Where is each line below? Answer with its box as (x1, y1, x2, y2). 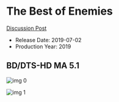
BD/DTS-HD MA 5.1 (6, 60, 80, 71)
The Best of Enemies (6, 4, 113, 18)
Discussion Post (6, 24, 47, 32)
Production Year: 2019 (15, 43, 71, 50)
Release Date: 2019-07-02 (15, 36, 82, 43)
